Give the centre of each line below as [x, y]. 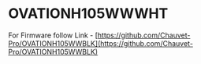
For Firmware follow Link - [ [53, 35]
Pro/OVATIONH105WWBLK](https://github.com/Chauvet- [100, 43]
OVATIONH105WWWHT [88, 14]
